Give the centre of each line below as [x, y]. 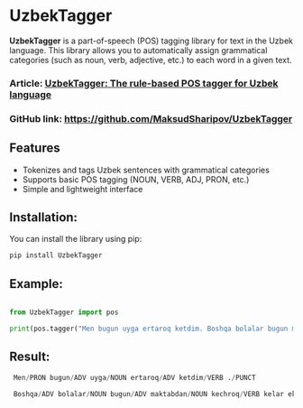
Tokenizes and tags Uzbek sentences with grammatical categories [146, 170]
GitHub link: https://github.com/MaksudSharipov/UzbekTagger [151, 118]
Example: [36, 284]
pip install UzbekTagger [56, 255]
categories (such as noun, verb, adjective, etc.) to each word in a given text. [151, 60]
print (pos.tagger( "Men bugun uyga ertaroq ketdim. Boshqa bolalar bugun [149, 329]
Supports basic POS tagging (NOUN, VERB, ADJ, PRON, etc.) [136, 179]
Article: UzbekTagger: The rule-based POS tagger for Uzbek [144, 83]
